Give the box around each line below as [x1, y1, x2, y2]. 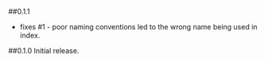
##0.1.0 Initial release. [8, 46, 80, 55]
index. [19, 31, 41, 40]
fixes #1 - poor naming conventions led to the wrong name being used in [19, 22, 258, 31]
